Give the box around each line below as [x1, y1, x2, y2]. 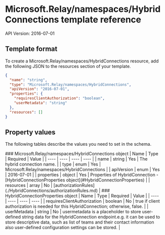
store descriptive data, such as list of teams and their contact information [5, 219, 154, 225]
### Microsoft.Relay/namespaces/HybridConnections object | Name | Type [5, 151, 159, 157]
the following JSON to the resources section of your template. [5, 63, 131, 69]
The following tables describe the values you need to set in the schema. [5, 141, 152, 147]
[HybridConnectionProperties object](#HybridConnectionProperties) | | [5, 177, 150, 183]
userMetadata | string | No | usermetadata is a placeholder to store [5, 209, 141, 215]
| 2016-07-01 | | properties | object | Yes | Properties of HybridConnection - [5, 172, 159, 178]
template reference [61, 14, 142, 25]
